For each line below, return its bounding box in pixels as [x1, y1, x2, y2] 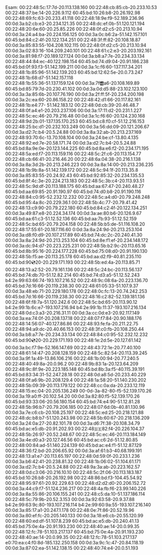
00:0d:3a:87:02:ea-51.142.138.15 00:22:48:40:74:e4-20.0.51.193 [5, 545, 139, 551]
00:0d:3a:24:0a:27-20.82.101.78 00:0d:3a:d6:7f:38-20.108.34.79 [5, 420, 140, 426]
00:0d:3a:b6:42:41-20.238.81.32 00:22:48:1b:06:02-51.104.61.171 [5, 458, 141, 464]
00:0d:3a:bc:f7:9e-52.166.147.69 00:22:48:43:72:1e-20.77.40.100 [5, 345, 141, 350]
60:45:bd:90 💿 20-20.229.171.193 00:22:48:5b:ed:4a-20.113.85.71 [5, 259, 140, 265]
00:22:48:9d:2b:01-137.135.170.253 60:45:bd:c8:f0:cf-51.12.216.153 [5, 118, 145, 124]
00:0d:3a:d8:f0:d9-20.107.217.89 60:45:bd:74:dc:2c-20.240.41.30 [5, 232, 143, 238]
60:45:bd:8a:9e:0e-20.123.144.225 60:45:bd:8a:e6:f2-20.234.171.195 [5, 145, 149, 151]
